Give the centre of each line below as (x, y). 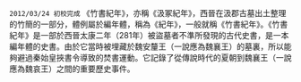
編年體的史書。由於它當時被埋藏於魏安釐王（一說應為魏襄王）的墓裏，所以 (146, 46)
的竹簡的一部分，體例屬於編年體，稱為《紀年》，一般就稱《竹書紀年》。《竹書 (149, 24)
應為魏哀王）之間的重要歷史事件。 (72, 69)
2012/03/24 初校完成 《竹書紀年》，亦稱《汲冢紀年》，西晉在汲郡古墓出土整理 (148, 13)
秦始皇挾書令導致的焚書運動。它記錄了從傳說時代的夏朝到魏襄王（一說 (162, 57)
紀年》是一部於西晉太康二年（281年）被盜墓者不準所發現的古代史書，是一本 (149, 35)
